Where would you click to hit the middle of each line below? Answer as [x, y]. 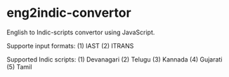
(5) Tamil [19, 66]
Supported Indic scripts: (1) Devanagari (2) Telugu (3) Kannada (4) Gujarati [115, 59]
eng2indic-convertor [69, 13]
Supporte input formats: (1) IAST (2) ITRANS [70, 45]
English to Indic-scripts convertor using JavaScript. [81, 32]
